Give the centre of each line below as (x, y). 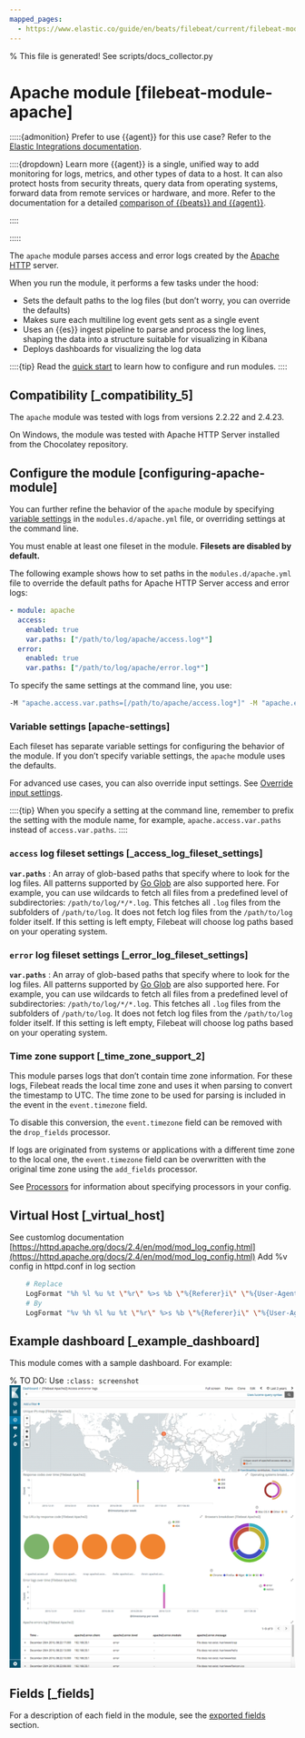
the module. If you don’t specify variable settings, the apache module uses (148, 756)
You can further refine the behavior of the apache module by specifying (142, 509)
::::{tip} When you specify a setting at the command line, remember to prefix (152, 810)
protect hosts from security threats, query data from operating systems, (144, 184)
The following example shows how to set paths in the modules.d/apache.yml (151, 574)
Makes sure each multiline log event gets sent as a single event (141, 320)
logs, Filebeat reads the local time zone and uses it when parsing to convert (151, 1086)
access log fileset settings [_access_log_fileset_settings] (136, 853)
